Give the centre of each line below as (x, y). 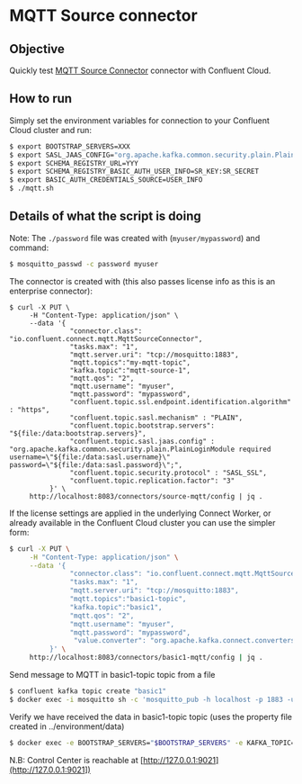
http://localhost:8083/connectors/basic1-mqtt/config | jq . (146, 658)
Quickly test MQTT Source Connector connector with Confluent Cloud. (140, 70)
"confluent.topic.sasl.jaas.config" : (142, 441)
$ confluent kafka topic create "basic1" (88, 691)
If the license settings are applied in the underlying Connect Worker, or (140, 513)
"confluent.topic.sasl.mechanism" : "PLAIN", (156, 418)
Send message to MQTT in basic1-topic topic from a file (112, 675)
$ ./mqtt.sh (31, 189)
